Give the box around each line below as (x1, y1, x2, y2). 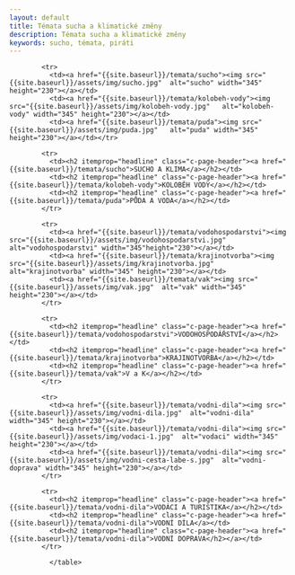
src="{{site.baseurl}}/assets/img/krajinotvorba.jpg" (9, 260, 215, 269)
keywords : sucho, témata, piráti (9, 38, 134, 48)
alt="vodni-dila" (189, 409, 255, 418)
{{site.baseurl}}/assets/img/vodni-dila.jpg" (9, 409, 182, 418)
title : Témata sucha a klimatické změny (9, 22, 163, 31)
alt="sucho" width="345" (169, 78, 263, 88)
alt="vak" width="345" (161, 283, 247, 292)
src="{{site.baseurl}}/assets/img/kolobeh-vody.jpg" (9, 102, 211, 111)
